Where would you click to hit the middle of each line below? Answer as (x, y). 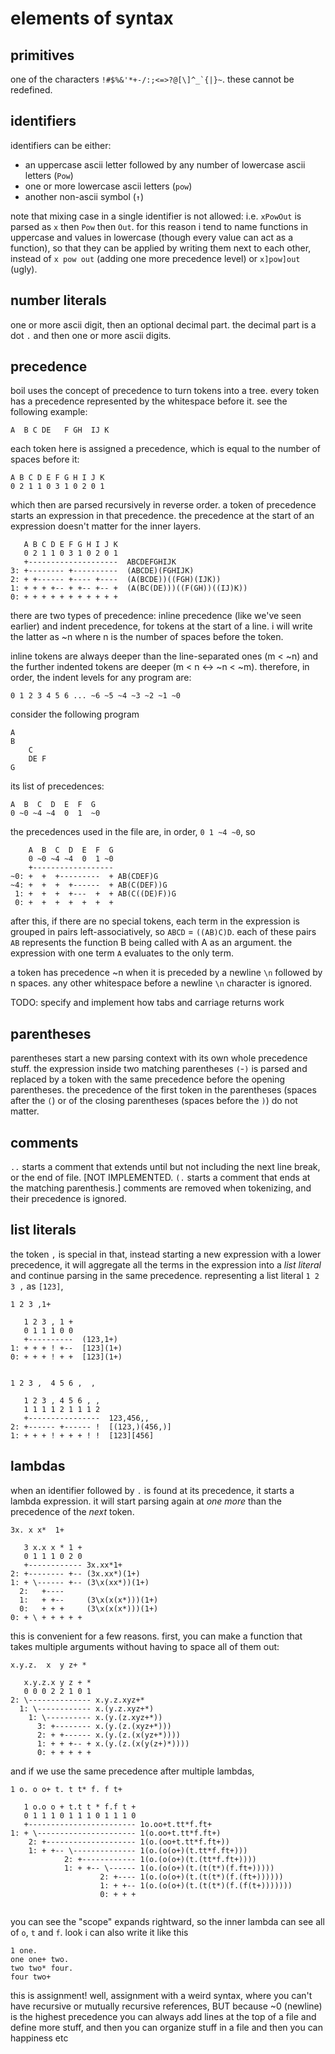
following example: (49, 412)
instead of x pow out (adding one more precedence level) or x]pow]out (155, 258)
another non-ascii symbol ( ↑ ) (84, 196)
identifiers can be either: (61, 145)
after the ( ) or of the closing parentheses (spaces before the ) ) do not (154, 1101)
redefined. (31, 90)
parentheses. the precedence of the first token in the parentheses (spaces (163, 1090)
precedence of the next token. (72, 1511)
